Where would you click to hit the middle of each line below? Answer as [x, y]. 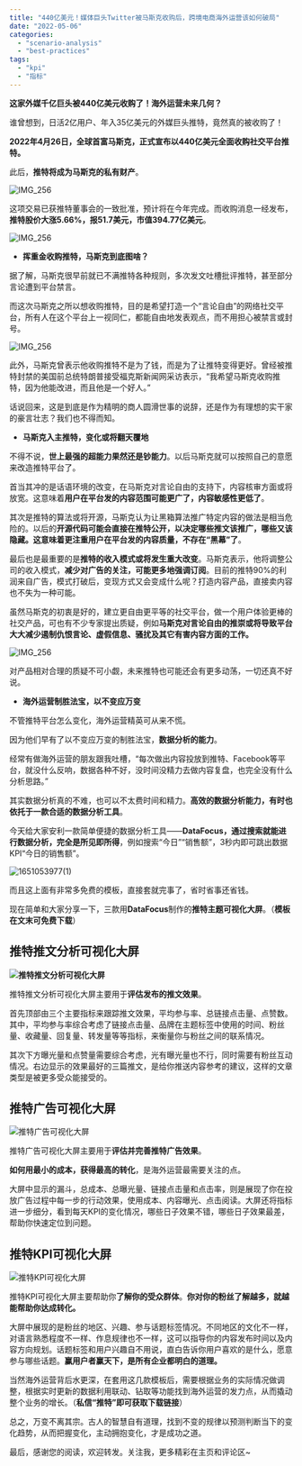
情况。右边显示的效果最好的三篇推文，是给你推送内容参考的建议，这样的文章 [151, 1066]
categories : [31, 34]
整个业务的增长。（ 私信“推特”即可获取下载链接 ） [98, 1403]
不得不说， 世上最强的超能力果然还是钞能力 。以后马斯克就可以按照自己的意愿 [151, 456]
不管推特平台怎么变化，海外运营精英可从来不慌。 [100, 720]
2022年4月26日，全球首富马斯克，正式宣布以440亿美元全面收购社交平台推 [149, 141]
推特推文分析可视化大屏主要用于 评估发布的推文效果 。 [108, 994]
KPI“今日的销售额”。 [47, 853]
